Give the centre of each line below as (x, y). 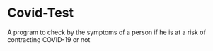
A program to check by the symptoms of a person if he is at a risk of (107, 32)
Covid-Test (41, 13)
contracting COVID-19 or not (49, 39)
